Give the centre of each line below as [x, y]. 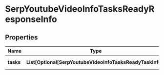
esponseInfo [31, 19]
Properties [21, 37]
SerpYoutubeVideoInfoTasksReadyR [80, 9]
